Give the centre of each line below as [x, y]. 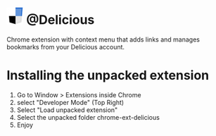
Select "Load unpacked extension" [67, 110]
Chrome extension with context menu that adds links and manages [103, 39]
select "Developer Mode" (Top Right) [70, 102]
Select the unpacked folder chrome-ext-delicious [88, 117]
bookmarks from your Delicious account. [65, 47]
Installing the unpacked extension [108, 76]
